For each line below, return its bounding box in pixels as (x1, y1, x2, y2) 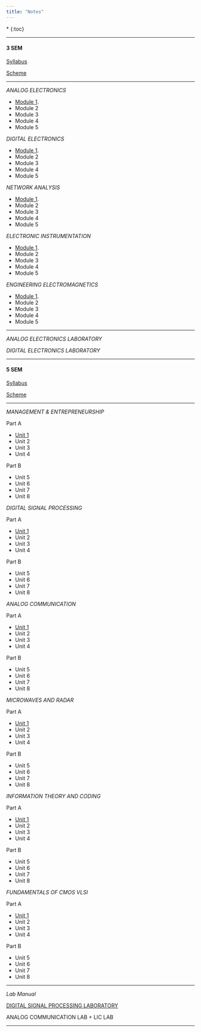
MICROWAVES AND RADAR (6, 696, 74, 704)
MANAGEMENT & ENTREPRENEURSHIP (6, 408, 105, 416)
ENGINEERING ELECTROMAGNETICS (6, 281, 99, 288)
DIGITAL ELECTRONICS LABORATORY (6, 346, 100, 354)
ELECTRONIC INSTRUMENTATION (6, 232, 91, 239)
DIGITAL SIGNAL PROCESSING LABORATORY (6, 1002, 118, 1009)
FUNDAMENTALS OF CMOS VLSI (6, 889, 89, 896)
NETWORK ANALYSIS (6, 184, 60, 191)
